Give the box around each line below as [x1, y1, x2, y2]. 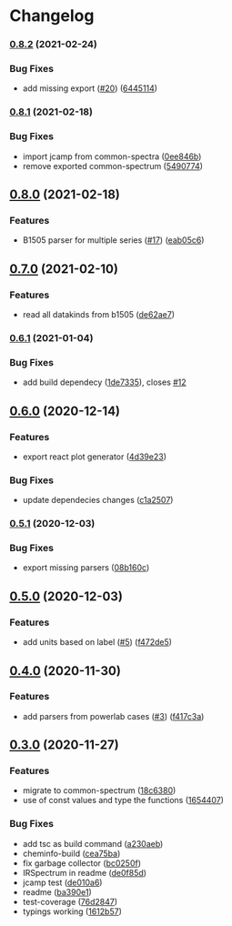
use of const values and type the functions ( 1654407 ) [22, 795, 225, 806]
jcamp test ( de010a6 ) [22, 877, 103, 888]
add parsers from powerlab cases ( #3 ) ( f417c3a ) [22, 710, 205, 721]
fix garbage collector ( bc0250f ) [22, 857, 142, 869]
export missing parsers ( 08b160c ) [22, 562, 150, 573]
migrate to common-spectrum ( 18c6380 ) [22, 785, 177, 796]
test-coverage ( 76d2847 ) [22, 896, 118, 907]
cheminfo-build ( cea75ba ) [22, 848, 121, 859]
